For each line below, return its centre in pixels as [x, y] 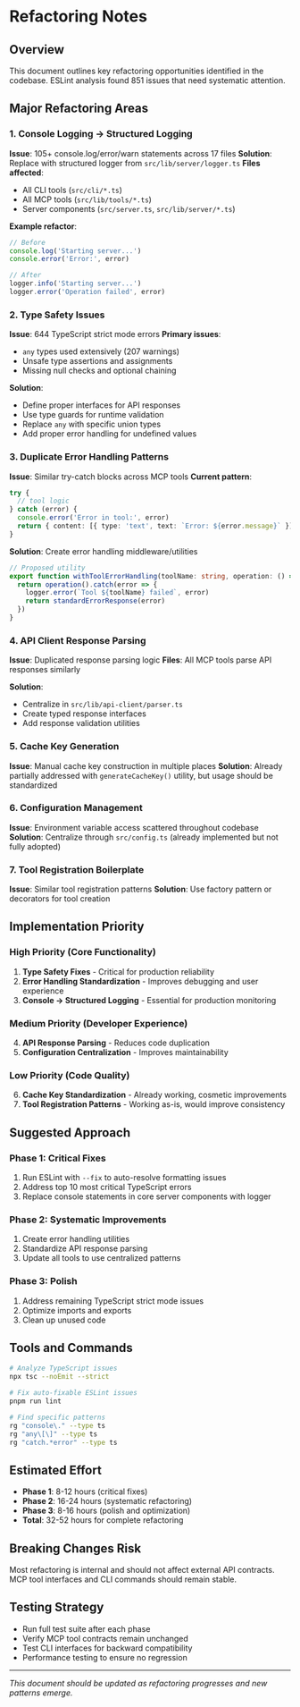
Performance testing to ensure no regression [104, 1657]
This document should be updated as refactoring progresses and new [138, 1683]
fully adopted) [35, 846]
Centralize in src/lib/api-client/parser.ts [102, 705]
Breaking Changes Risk [75, 1548]
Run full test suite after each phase [86, 1628]
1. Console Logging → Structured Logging [101, 134]
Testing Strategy [57, 1607]
